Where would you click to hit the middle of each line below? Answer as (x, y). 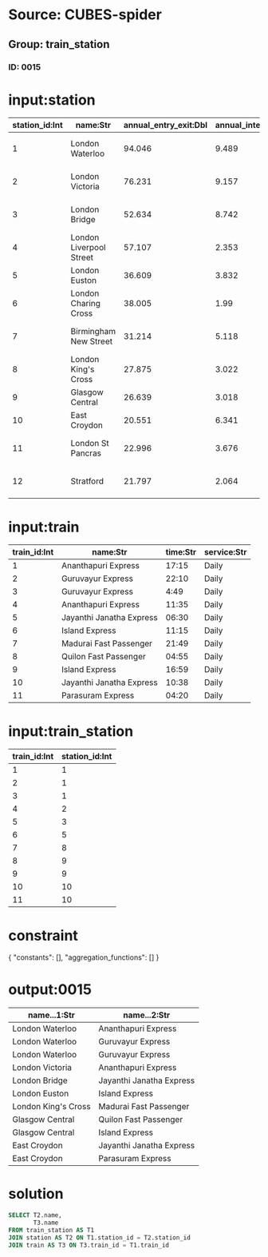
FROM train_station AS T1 (51, 1230)
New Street (92, 341)
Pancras (86, 453)
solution (36, 1194)
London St (90, 444)
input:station (52, 99)
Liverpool (88, 248)
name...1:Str (51, 1015)
